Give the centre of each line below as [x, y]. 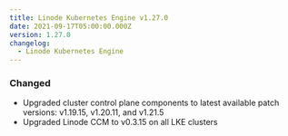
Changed [30, 83]
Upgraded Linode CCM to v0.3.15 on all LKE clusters [120, 122]
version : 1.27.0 [40, 34]
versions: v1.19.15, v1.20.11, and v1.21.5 [93, 112]
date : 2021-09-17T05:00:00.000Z [70, 26]
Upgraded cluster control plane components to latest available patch [151, 103]
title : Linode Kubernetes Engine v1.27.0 [89, 18]
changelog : [30, 43]
